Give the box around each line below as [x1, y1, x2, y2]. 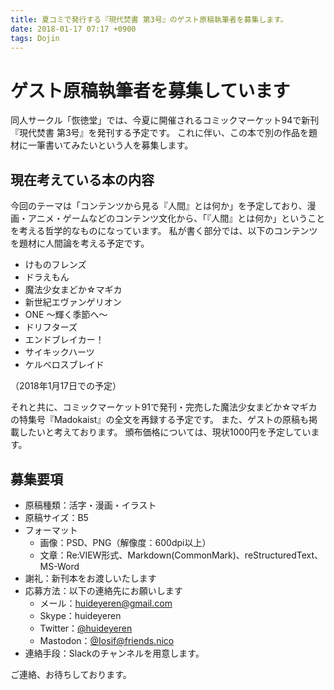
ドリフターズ [24, 321, 78, 333]
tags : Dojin [10, 33, 60, 43]
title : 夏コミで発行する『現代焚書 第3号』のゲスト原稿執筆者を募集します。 [10, 14, 288, 25]
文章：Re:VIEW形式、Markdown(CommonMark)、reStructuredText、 [39, 549, 324, 561]
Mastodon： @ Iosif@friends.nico [39, 634, 175, 646]
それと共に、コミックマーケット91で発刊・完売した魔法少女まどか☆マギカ [10, 401, 318, 413]
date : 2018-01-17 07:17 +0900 [10, 24, 137, 34]
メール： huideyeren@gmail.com [39, 597, 173, 609]
